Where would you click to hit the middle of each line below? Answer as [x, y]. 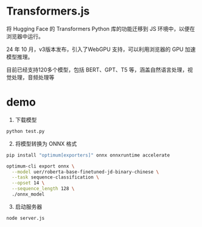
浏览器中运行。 [25, 36]
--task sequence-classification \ [55, 177]
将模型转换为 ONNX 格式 [46, 143]
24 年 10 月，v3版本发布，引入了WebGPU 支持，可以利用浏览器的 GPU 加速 [101, 49]
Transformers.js [48, 11]
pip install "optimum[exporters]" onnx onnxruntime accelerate [88, 155]
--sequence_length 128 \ [43, 189]
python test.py [26, 131]
